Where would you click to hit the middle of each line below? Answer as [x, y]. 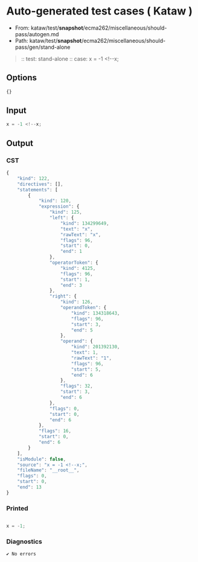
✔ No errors [21, 554]
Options [22, 78]
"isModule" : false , [42, 459]
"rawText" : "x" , [81, 235]
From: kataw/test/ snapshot [49, 28]
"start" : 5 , [86, 369]
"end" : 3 [71, 285]
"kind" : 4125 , [78, 268]
